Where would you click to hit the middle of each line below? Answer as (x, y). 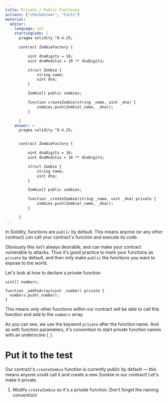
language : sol (29, 29)
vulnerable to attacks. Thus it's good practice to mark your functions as (79, 252)
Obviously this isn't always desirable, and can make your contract (73, 247)
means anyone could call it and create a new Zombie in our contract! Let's (82, 374)
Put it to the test (39, 355)
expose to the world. (26, 263)
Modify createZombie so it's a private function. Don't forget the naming (86, 389)
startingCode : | (31, 33)
